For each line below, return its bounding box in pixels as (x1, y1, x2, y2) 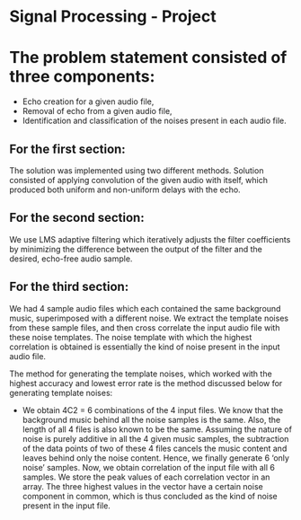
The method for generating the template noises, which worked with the (9, 368, 272, 379)
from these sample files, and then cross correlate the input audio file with (9, 322, 280, 333)
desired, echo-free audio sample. (9, 253, 133, 264)
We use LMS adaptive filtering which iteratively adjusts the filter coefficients (9, 234, 291, 244)
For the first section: (9, 141, 126, 156)
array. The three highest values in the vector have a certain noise (22, 480, 263, 491)
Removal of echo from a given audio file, (22, 106, 173, 117)
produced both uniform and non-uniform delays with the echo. (9, 184, 241, 195)
